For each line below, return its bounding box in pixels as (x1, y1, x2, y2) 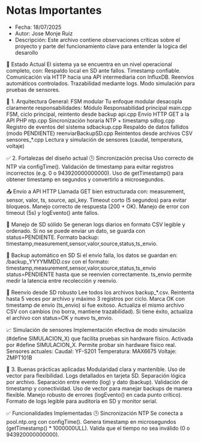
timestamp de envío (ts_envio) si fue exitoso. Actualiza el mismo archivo (6, 301, 184, 309)
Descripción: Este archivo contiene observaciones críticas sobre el (14, 36, 181, 43)
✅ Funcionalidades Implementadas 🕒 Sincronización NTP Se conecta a (6, 409, 183, 417)
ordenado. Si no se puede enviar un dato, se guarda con (6, 227, 145, 234)
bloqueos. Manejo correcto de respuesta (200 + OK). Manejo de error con (6, 202, 190, 210)
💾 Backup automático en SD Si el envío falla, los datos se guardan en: (6, 252, 178, 259)
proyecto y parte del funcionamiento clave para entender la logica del (14, 43, 187, 50)
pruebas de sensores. (6, 86, 61, 93)
